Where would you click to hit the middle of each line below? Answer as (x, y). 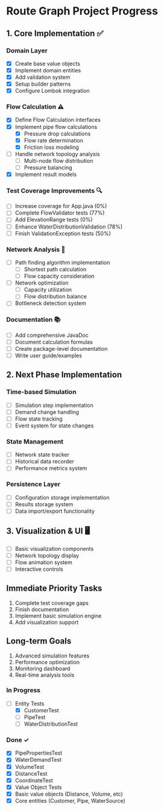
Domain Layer (27, 51)
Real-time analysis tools (45, 675)
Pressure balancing (48, 168)
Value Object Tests (38, 787)
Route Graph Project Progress (82, 11)
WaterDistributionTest (51, 724)
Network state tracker (42, 455)
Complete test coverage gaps (52, 603)
